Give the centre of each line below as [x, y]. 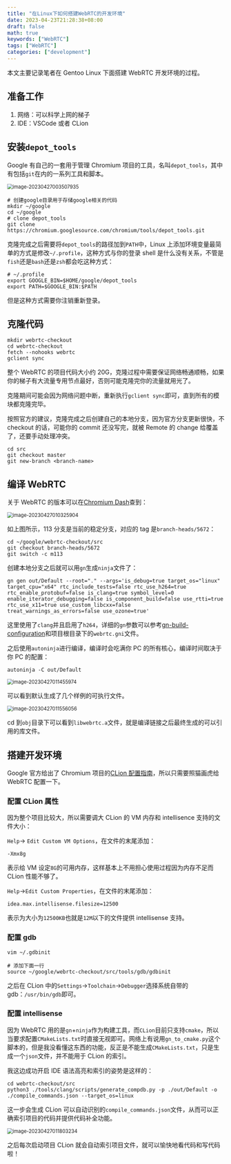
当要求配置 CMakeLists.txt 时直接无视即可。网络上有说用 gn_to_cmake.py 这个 [114, 1038]
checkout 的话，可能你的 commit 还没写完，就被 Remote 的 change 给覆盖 [113, 428]
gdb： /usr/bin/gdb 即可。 [43, 994]
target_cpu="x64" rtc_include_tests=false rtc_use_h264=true [97, 587]
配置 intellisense [35, 1013]
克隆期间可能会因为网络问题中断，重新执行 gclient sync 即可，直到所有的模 [113, 395]
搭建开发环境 [34, 755]
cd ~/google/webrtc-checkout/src [55, 542]
